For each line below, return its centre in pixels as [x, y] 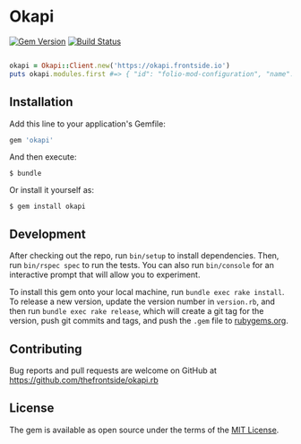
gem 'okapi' [31, 140]
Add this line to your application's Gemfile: [87, 124]
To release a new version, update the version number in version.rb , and [142, 301]
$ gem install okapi [48, 207]
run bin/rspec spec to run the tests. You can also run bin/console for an [142, 266]
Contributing [46, 348]
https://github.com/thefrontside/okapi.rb [84, 380]
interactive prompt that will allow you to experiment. [105, 274]
